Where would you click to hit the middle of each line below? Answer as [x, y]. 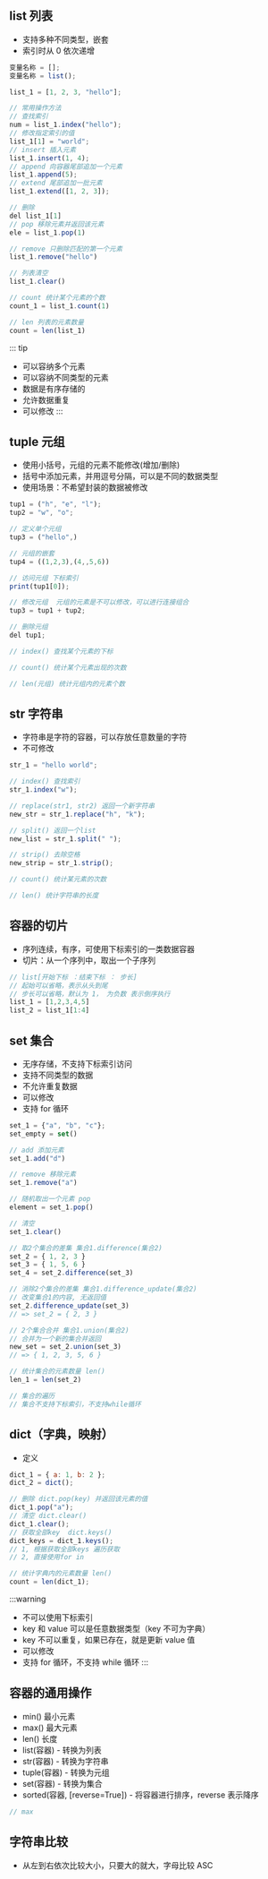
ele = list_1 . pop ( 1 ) [48, 232]
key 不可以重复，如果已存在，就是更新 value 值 [109, 1640]
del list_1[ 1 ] [36, 216]
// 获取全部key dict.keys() [61, 1532]
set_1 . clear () [36, 1231]
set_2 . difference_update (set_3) [69, 1306]
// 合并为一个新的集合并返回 [55, 1338]
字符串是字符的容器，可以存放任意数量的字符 [105, 737]
